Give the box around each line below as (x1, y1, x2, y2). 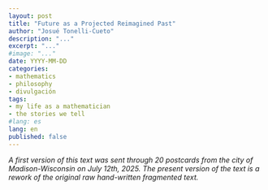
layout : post (8, 11, 53, 20)
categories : (8, 65, 49, 73)
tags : (8, 95, 27, 103)
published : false (8, 132, 67, 140)
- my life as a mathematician (8, 102, 111, 110)
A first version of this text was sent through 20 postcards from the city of (8, 155, 253, 165)
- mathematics (8, 72, 57, 80)
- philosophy (8, 80, 53, 88)
